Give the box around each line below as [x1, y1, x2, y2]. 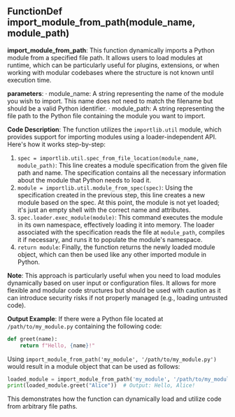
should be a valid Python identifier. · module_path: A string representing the [7, 104, 225, 113]
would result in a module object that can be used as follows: [7, 362, 180, 370]
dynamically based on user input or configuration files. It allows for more [7, 278, 217, 287]
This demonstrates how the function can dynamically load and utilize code [7, 395, 222, 403]
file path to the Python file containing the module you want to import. [7, 111, 206, 120]
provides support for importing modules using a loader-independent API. [7, 132, 217, 141]
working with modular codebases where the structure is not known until [7, 68, 215, 76]
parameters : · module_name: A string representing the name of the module [7, 89, 224, 97]
